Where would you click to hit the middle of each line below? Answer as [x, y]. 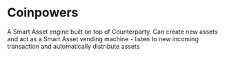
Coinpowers [43, 13]
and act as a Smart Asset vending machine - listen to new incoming [103, 38]
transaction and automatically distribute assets [74, 46]
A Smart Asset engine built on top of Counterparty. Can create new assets [113, 32]
